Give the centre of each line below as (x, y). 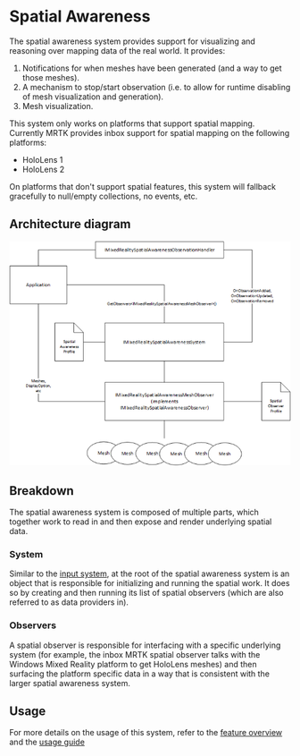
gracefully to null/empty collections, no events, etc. (104, 196)
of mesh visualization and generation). (92, 97)
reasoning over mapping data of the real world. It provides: (117, 50)
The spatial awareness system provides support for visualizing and (133, 41)
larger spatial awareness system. (70, 683)
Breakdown (42, 491)
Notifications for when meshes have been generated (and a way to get (152, 68)
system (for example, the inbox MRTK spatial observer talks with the (135, 654)
